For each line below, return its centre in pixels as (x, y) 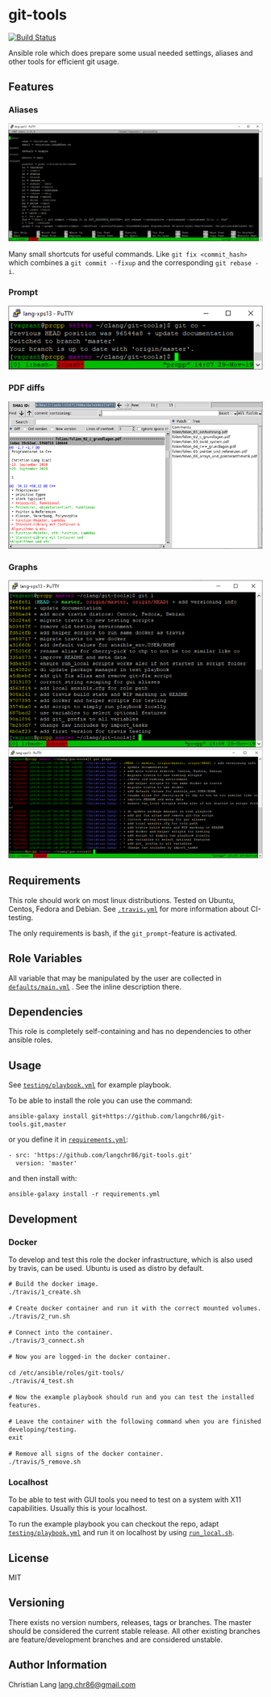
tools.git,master (38, 1125)
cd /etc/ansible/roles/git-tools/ (67, 1373)
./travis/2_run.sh (39, 1316)
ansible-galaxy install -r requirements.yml (84, 1194)
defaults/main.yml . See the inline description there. (95, 986)
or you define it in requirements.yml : (69, 1140)
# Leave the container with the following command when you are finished (135, 1421)
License (29, 1558)
